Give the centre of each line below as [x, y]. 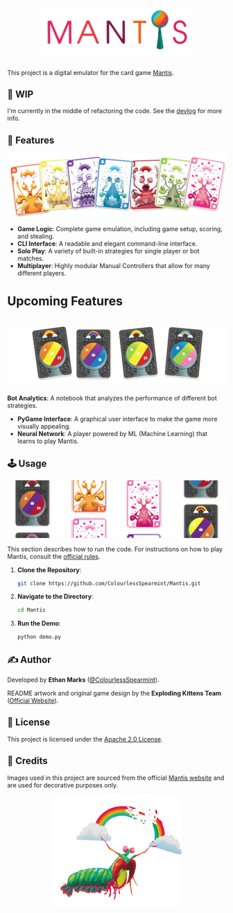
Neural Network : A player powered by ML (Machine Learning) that [112, 433]
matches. [31, 258]
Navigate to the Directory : [55, 596]
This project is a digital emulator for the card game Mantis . [91, 72]
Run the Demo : [39, 623]
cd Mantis [32, 610]
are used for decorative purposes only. [63, 785]
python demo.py [39, 637]
